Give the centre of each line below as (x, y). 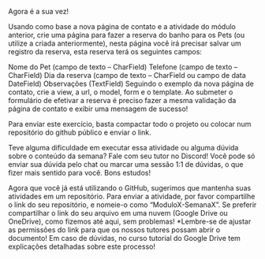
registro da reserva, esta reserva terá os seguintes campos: (105, 52)
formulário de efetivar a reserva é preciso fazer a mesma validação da (122, 100)
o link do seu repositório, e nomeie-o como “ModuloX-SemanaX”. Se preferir (132, 205)
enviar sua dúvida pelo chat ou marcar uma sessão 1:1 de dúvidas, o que (126, 164)
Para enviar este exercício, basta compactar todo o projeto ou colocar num (130, 124)
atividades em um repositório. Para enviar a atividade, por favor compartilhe (132, 196)
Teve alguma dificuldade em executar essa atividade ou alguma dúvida (123, 148)
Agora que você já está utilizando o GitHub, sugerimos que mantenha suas (130, 188)
